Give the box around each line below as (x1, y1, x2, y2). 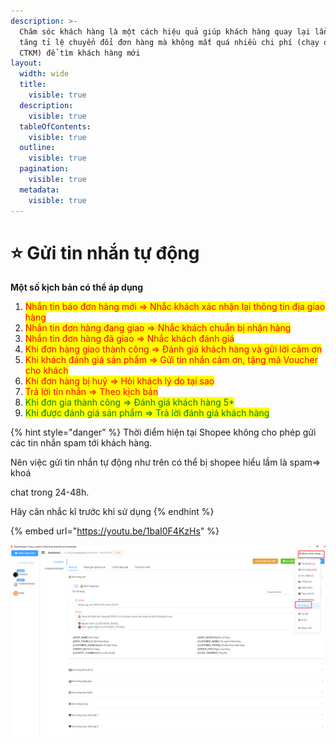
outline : (19, 143, 56, 153)
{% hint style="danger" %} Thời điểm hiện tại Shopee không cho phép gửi (10, 426, 317, 439)
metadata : (19, 185, 60, 195)
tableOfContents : (19, 121, 92, 132)
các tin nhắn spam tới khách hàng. (10, 437, 153, 449)
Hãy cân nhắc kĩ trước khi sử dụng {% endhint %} (10, 506, 215, 518)
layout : (10, 58, 43, 69)
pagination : (19, 164, 70, 174)
